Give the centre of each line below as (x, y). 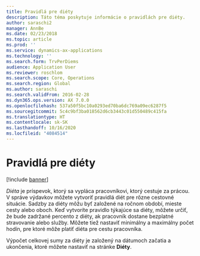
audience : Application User (41, 67)
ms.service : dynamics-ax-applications (54, 51)
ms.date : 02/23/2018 (32, 34)
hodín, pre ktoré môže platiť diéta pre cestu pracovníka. (74, 229)
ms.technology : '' (29, 56)
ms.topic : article (29, 39)
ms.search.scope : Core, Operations (50, 78)
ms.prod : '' (21, 45)
